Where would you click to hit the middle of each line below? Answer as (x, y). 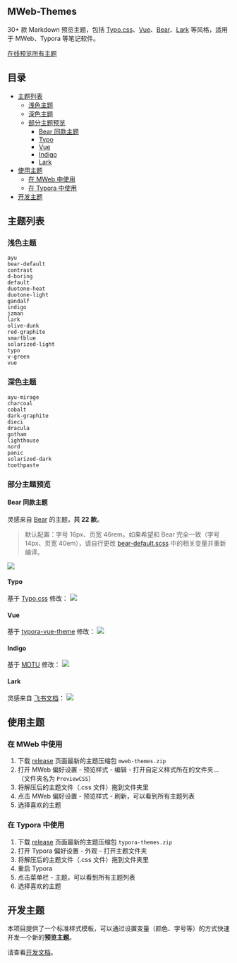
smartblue (22, 338)
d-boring (20, 277)
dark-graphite (28, 416)
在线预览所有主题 (32, 53)
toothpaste (23, 465)
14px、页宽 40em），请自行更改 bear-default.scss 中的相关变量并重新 (125, 543)
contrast (20, 270)
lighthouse (23, 441)
